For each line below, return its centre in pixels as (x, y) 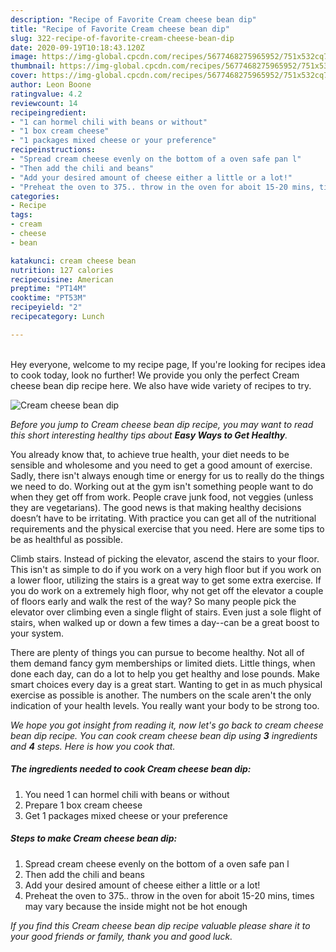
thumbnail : (33, 66)
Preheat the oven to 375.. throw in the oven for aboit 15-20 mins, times (169, 895)
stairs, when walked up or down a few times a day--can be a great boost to (165, 622)
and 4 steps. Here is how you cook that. (93, 746)
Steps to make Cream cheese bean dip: (94, 838)
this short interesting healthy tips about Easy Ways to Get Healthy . (149, 435)
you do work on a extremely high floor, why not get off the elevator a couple (167, 590)
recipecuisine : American (62, 279)
